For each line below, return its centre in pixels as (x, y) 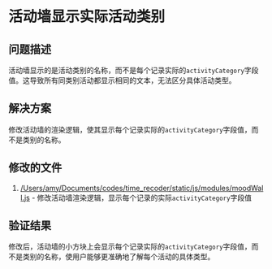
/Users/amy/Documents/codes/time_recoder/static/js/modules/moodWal (142, 188)
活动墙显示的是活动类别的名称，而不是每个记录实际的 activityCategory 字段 (134, 70)
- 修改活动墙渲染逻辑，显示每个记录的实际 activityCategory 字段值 (141, 197)
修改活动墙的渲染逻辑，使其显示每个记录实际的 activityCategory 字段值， (130, 129)
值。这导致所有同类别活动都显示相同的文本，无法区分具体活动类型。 (122, 80)
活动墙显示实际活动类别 (87, 17)
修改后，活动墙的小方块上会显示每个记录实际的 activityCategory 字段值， (130, 247)
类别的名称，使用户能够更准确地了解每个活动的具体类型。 (119, 257)
